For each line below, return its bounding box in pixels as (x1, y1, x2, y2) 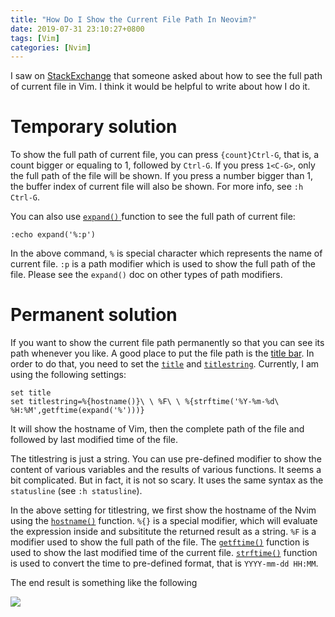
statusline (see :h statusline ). (10, 485, 143, 497)
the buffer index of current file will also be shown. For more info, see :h (10, 181, 304, 193)
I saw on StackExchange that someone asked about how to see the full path (10, 70, 323, 82)
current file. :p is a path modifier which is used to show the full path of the (10, 258, 316, 270)
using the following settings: (10, 369, 127, 381)
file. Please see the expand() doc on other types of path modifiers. (10, 269, 283, 281)
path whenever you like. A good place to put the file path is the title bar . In (10, 347, 315, 360)
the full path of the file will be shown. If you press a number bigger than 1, (10, 170, 314, 182)
